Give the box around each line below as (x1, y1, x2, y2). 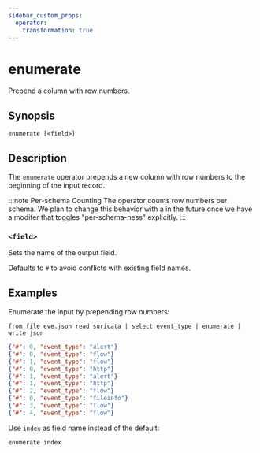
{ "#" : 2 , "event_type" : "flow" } (8, 387, 114, 395)
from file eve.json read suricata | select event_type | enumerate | (8, 322, 242, 331)
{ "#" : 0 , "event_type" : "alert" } (8, 343, 118, 351)
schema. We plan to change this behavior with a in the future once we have (8, 204, 253, 214)
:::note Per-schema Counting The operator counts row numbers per (8, 195, 228, 205)
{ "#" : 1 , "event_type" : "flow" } (8, 358, 114, 366)
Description (8, 151, 67, 165)
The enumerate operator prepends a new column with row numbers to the (8, 172, 246, 181)
